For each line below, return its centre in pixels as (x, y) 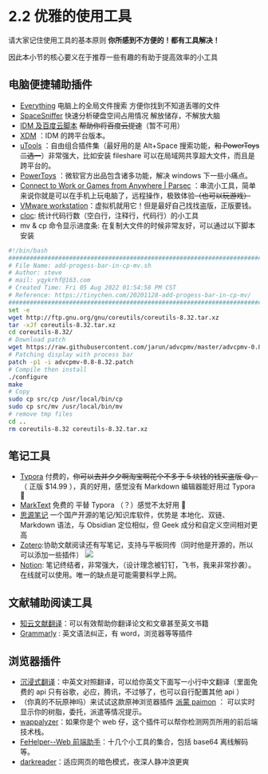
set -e (19, 310)
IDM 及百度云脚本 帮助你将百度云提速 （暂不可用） (102, 126)
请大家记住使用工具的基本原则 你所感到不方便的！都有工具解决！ (114, 40)
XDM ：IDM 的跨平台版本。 (65, 135)
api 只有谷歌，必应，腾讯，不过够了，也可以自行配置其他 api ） (140, 692)
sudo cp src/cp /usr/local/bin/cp (66, 399)
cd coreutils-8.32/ (41, 333)
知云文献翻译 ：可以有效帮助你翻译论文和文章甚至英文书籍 (114, 624)
